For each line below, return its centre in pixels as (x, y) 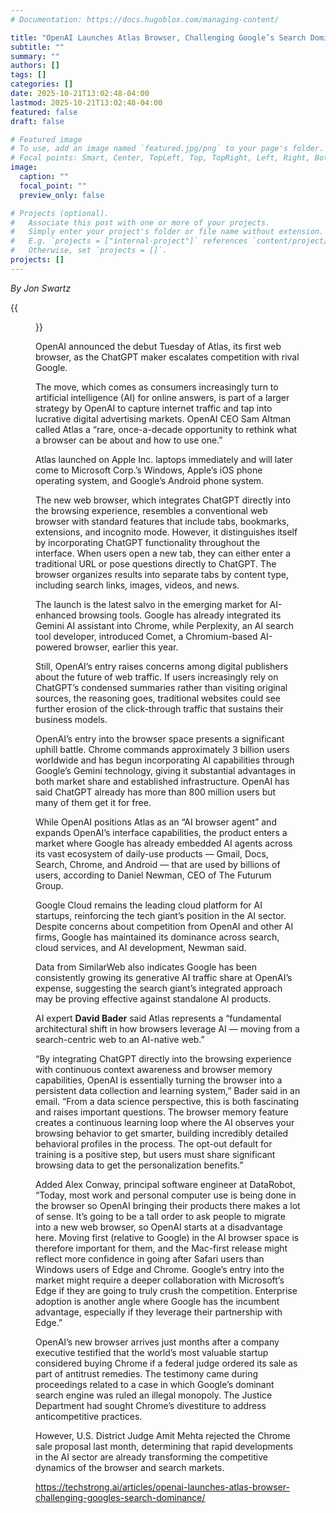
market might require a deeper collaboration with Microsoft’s (160, 1280)
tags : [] (28, 75)
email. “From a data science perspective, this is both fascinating (167, 1101)
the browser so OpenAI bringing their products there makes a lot (168, 1205)
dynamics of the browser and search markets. (130, 1467)
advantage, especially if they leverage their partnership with (159, 1312)
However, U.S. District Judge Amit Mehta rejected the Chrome (163, 1435)
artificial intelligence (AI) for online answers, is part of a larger (162, 397)
